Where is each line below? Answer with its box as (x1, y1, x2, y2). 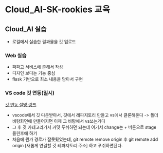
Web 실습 (5, 52, 27, 58)
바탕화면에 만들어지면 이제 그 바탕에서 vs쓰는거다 (12, 118, 106, 124)
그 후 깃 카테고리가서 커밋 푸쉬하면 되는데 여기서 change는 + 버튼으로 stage (12, 124, 157, 130)
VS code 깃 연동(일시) (5, 90, 54, 96)
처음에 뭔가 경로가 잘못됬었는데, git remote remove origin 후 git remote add (12, 136, 158, 142)
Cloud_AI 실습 (5, 25, 47, 33)
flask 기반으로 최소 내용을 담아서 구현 (12, 76, 83, 82)
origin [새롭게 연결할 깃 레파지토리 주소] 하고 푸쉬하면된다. (12, 142, 123, 148)
